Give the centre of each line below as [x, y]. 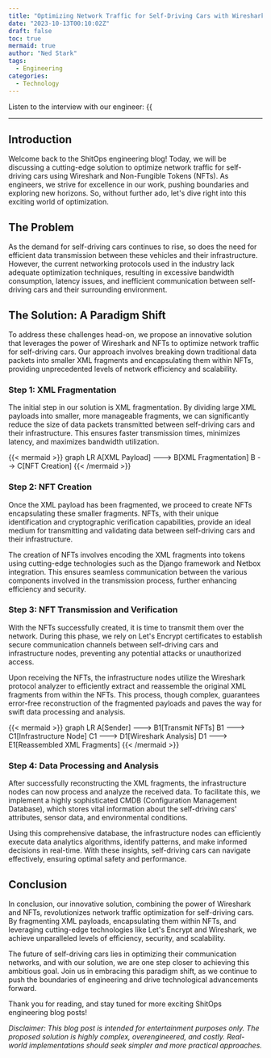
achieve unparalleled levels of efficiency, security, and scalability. [117, 938]
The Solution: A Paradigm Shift [87, 315]
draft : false [30, 31]
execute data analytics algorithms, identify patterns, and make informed [128, 842]
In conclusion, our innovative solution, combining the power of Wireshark [130, 904]
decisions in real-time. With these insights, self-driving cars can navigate [130, 850]
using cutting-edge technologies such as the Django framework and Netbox [135, 563]
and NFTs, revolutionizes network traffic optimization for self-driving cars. [131, 912]
